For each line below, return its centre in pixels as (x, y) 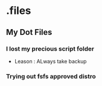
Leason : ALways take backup (50, 61)
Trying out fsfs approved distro (51, 76)
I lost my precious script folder (50, 49)
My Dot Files (29, 32)
